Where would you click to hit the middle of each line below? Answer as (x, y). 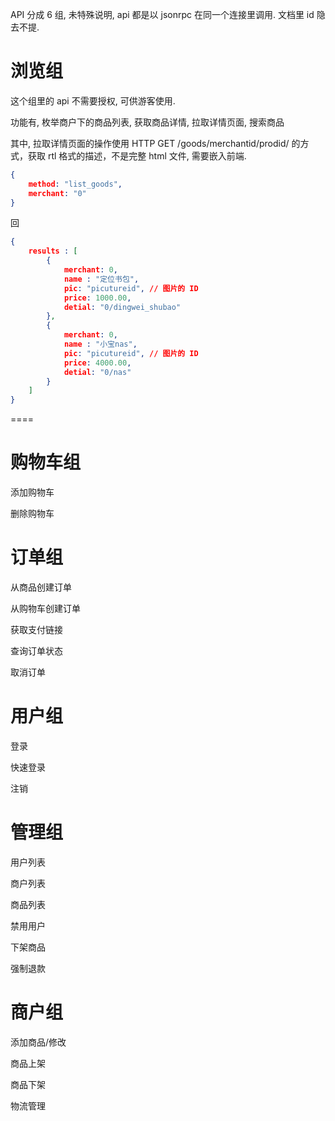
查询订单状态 (36, 651)
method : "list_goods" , (75, 184)
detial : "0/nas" (97, 372)
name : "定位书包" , (101, 279)
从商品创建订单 (41, 587)
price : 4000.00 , (97, 363)
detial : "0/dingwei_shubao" (122, 307)
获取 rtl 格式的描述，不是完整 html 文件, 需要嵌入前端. (137, 155)
